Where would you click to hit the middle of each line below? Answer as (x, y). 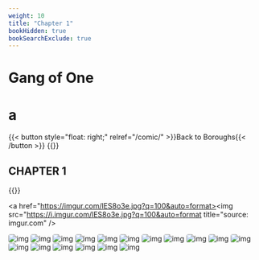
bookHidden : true (37, 31)
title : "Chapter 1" (41, 23)
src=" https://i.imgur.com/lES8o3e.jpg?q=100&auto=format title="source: (129, 215)
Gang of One (51, 78)
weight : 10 (27, 16)
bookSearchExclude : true (50, 38)
